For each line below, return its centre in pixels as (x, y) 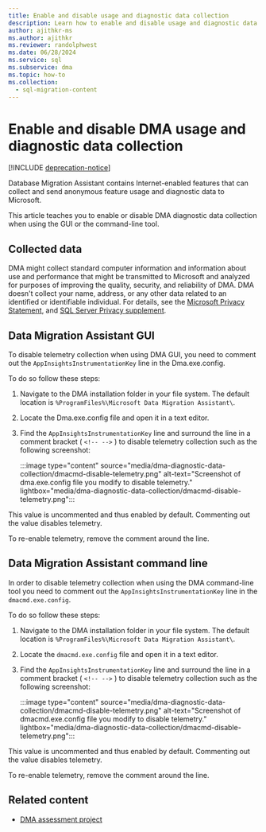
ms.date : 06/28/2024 (42, 52)
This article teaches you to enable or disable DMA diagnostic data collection (133, 216)
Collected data (45, 249)
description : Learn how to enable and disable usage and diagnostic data (133, 23)
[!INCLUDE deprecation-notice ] (60, 168)
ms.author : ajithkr (40, 38)
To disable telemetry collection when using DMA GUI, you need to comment (132, 354)
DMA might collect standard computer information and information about (127, 268)
